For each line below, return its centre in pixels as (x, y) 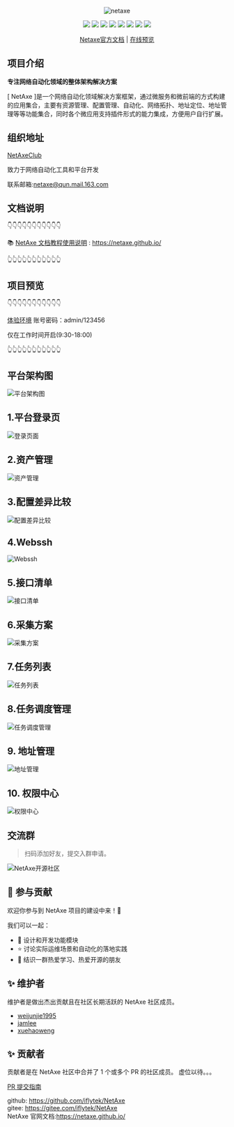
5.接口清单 (30, 582)
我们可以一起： (29, 925)
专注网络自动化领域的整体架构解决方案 (62, 81)
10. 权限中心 (33, 793)
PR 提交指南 (24, 1087)
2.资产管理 (30, 460)
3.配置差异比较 (39, 502)
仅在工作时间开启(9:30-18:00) (50, 335)
